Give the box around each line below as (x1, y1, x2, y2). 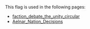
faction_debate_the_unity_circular (12, 14, 80, 19)
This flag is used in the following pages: (5, 4, 86, 10)
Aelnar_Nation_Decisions (12, 19, 63, 24)
